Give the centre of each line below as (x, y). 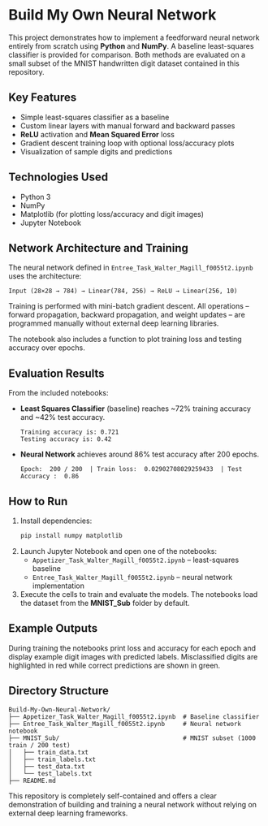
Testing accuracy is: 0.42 (66, 439)
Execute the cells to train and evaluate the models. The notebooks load (139, 594)
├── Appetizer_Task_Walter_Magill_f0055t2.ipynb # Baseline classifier (134, 716)
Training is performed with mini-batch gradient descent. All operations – (129, 306)
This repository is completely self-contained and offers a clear (112, 796)
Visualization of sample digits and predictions (96, 151)
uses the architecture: (45, 276)
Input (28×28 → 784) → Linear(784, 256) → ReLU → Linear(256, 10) (123, 291)
